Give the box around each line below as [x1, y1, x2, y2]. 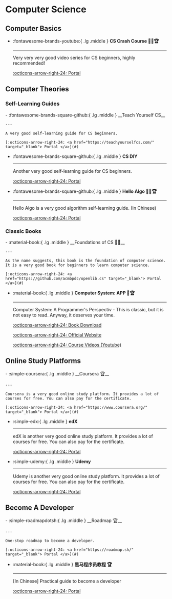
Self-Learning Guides [5, 100, 60, 107]
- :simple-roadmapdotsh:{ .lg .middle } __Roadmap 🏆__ [5, 517, 122, 524]
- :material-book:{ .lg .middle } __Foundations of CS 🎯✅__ [5, 239, 125, 245]
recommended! [12, 60, 45, 66]
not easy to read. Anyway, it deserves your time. [12, 312, 115, 318]
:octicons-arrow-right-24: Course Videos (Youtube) [12, 342, 122, 348]
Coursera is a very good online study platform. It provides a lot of [5, 391, 159, 396]
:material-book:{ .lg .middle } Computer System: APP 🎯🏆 [12, 290, 135, 296]
